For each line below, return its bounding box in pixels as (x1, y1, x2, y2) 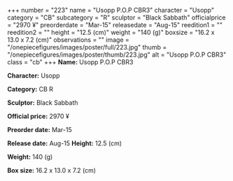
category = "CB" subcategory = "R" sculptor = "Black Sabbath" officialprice (7, 13, 226, 22)
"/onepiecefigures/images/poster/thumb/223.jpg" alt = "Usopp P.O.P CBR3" (7, 50, 227, 59)
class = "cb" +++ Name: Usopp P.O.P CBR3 (7, 58, 134, 66)
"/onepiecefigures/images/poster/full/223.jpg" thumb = (7, 43, 167, 51)
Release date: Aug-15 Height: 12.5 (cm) (7, 139, 122, 147)
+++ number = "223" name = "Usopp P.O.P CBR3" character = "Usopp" (7, 6, 215, 14)
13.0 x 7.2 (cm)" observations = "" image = (7, 36, 129, 44)
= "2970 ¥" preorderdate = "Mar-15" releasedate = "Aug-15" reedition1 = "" (7, 21, 223, 29)
